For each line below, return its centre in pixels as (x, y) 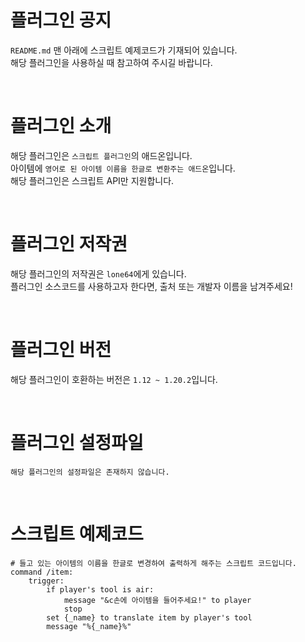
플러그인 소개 (61, 126)
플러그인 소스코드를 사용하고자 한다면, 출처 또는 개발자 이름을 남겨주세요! (151, 286)
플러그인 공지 (61, 20)
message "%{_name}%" (89, 626)
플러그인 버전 (61, 350)
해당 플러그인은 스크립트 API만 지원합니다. (92, 180)
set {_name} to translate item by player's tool (149, 617)
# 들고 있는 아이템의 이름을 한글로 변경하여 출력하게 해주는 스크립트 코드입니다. (153, 563)
